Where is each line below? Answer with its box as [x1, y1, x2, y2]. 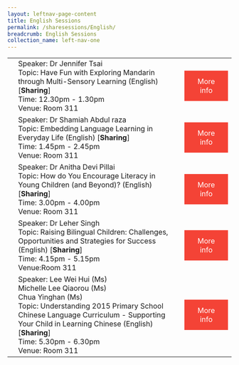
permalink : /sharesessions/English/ [7, 24, 116, 31]
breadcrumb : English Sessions [7, 30, 97, 38]
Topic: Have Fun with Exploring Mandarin [18, 68, 155, 78]
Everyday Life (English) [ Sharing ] [18, 133, 130, 143]
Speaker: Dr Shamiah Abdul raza [18, 115, 127, 125]
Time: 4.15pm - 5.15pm [18, 254, 100, 264]
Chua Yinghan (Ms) [18, 292, 83, 302]
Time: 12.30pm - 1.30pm [18, 94, 105, 104]
